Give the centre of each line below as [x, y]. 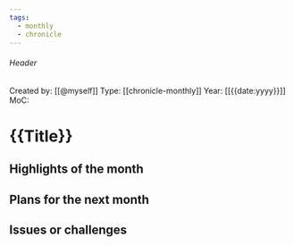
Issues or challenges [68, 229]
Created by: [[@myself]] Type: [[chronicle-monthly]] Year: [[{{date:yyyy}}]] [147, 90]
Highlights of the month [77, 170]
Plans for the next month [80, 199]
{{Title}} [41, 136]
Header [23, 63]
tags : [19, 17]
